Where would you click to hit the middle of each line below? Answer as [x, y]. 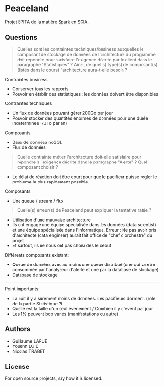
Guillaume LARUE [30, 341]
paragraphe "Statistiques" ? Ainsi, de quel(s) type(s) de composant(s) [87, 64]
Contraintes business [26, 79]
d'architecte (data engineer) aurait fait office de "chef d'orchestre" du [82, 235]
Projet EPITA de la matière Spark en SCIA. [47, 22]
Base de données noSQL [37, 142]
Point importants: [22, 289]
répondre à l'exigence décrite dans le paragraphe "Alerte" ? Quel [82, 162]
